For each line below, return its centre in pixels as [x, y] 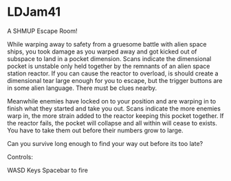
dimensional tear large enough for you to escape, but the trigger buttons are [115, 80]
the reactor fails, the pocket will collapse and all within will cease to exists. [112, 123]
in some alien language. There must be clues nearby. [82, 88]
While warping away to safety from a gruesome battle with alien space [107, 44]
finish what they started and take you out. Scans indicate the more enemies [114, 108]
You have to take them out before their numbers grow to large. [95, 130]
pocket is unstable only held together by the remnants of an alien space [109, 66]
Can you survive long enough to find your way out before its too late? [105, 143]
